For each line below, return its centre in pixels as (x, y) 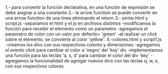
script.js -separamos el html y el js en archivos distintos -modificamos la (80, 23)
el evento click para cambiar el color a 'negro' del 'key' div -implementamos (84, 50)
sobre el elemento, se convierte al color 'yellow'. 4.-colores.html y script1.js (83, 39)
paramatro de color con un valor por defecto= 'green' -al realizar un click (81, 34)
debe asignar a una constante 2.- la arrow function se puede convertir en (81, 13)
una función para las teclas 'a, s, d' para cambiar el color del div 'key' (77, 55)
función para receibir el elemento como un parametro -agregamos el (76, 29)
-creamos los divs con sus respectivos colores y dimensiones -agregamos (83, 45)
